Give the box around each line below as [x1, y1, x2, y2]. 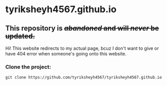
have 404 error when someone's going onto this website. [5, 51, 127, 56]
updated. [5, 32, 35, 40]
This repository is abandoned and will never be [5, 24, 159, 33]
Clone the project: [5, 63, 51, 70]
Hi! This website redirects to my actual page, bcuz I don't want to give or [5, 45, 159, 51]
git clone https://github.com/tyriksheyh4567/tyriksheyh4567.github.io [5, 75, 162, 80]
